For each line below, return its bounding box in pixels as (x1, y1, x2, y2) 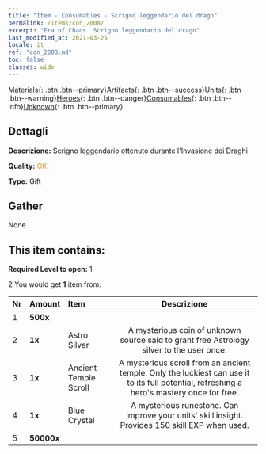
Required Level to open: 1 (8, 265, 93, 274)
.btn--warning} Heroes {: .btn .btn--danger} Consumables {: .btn (8, 93, 211, 103)
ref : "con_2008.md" (8, 48, 73, 56)
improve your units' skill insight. (126, 410, 244, 421)
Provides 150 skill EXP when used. (120, 420, 249, 431)
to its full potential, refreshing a (127, 377, 243, 388)
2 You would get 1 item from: (8, 280, 101, 289)
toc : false (8, 56, 44, 64)
